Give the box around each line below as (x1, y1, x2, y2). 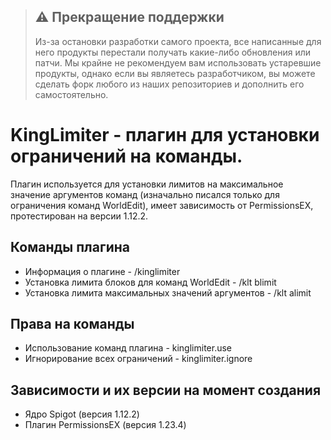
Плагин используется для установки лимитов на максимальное (10, 178, 284, 190)
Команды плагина (10, 239, 130, 256)
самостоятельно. (34, 88, 109, 100)
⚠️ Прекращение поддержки (34, 9, 225, 26)
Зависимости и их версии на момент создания (10, 381, 322, 399)
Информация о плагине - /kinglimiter (24, 265, 181, 277)
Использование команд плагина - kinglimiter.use (24, 342, 232, 354)
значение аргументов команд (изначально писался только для (10, 188, 280, 200)
